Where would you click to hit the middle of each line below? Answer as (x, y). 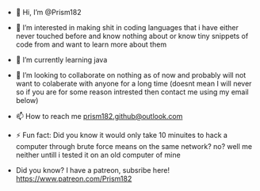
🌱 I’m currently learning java (61, 60)
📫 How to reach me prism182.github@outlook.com (99, 116)
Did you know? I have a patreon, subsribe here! (93, 170)
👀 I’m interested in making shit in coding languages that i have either (127, 27)
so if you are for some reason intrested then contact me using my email (132, 92)
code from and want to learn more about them (91, 44)
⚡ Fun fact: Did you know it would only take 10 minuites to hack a (122, 135)
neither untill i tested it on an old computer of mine (98, 155)
